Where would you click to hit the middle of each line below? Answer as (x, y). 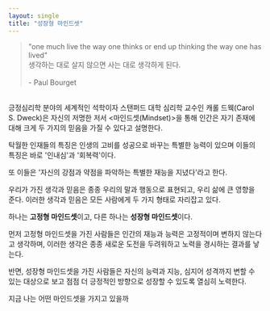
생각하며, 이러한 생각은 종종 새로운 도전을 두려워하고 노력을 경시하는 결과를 (134, 244)
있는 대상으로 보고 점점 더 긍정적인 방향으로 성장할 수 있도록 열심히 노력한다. (128, 281)
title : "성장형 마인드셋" (46, 23)
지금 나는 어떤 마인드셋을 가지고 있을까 (69, 298)
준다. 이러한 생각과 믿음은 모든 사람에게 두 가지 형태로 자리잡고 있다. (114, 200)
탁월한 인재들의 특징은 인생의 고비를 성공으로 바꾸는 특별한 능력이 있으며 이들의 (132, 145)
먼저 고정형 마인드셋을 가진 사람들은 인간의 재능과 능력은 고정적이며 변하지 (125, 233)
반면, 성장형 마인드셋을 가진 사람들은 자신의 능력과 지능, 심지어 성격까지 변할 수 (132, 271)
